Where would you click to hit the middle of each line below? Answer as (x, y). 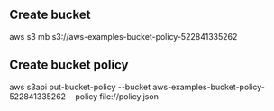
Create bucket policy (69, 65)
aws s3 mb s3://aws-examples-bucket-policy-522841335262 (123, 36)
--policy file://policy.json (113, 96)
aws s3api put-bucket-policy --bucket (80, 87)
